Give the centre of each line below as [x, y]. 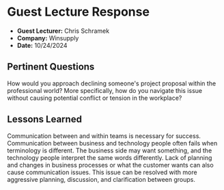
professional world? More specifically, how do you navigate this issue [105, 90]
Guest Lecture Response [79, 12]
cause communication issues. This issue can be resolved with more [102, 172]
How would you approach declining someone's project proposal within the [112, 83]
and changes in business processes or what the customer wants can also [110, 165]
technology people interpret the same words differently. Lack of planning [110, 157]
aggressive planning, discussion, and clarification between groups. [101, 179]
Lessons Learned [44, 119]
